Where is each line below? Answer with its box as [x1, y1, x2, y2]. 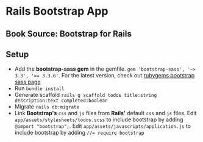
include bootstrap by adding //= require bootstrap [14, 129, 144, 137]
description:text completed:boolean [14, 98, 108, 104]
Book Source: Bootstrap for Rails [5, 29, 132, 39]
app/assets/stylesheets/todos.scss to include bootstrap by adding [14, 116, 183, 123]
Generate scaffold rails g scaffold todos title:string [14, 91, 157, 99]
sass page [14, 78, 41, 86]
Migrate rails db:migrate [14, 103, 80, 110]
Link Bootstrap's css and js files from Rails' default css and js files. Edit [14, 110, 197, 117]
